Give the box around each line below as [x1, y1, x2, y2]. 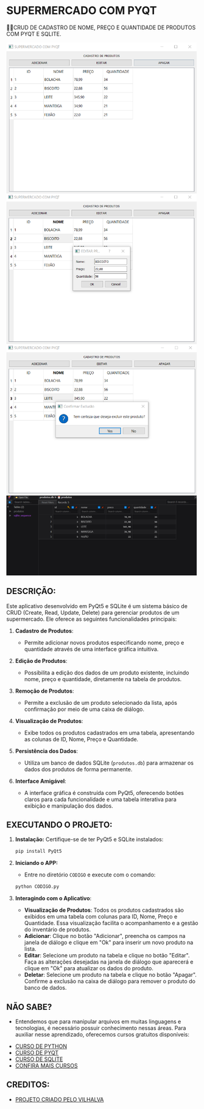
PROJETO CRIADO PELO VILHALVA [15, 1096, 104, 1103]
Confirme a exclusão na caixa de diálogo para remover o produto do [24, 978, 196, 985]
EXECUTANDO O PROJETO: [6, 820, 113, 830]
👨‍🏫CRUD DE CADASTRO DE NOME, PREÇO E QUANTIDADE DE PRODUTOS [6, 24, 196, 31]
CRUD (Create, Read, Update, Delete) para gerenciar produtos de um [6, 609, 180, 616]
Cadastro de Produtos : [15, 627, 74, 634]
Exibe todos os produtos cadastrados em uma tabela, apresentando [24, 729, 195, 736]
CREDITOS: [6, 1080, 50, 1090]
